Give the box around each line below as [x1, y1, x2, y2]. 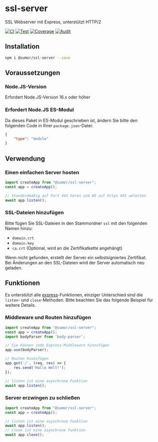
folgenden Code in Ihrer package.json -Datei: [5, 122, 94, 129]
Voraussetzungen [5, 69, 61, 77]
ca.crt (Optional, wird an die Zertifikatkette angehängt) [12, 245, 123, 251]
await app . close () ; [5, 432, 45, 437]
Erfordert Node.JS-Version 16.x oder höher [5, 94, 91, 100]
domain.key [12, 241, 34, 246]
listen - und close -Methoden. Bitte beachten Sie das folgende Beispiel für [5, 297, 153, 303]
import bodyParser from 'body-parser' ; [5, 334, 86, 339]
